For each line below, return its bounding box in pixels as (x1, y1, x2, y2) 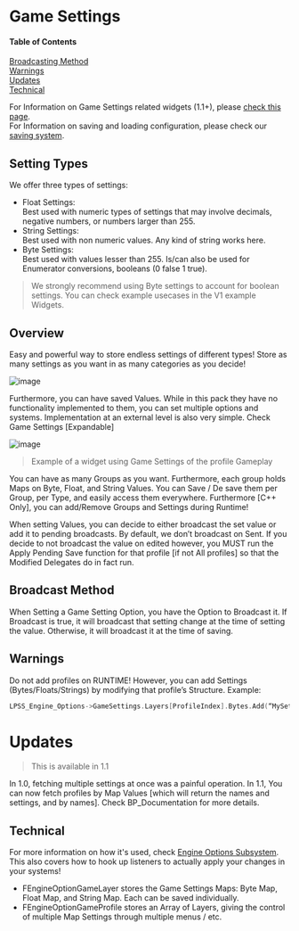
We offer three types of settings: (9, 180, 129, 191)
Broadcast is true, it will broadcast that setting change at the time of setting (9, 615, 286, 626)
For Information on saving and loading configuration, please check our (9, 120, 268, 131)
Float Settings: (21, 197, 76, 208)
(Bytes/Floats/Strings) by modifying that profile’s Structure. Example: (9, 684, 262, 695)
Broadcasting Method (9, 56, 89, 67)
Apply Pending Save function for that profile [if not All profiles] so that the (9, 548, 279, 558)
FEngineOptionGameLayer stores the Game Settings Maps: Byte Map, (21, 883, 278, 894)
